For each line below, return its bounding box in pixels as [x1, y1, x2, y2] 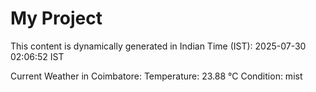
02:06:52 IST [10, 50, 65, 62]
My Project [10, 7, 103, 30]
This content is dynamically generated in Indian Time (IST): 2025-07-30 [10, 40, 307, 52]
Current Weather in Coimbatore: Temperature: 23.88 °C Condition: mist [10, 70, 303, 82]
